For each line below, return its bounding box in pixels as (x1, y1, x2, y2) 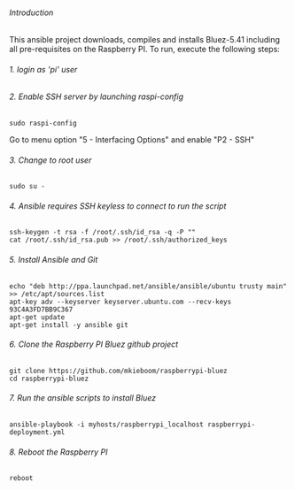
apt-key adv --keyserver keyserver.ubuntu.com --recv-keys (9, 297, 232, 306)
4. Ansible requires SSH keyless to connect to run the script (9, 200, 227, 211)
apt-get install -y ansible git (9, 320, 128, 329)
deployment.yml (9, 428, 66, 437)
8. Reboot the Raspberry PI (9, 447, 108, 457)
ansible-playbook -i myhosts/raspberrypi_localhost (9, 420, 204, 429)
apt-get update (9, 312, 66, 322)
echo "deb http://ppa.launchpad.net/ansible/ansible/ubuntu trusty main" (9, 281, 288, 291)
